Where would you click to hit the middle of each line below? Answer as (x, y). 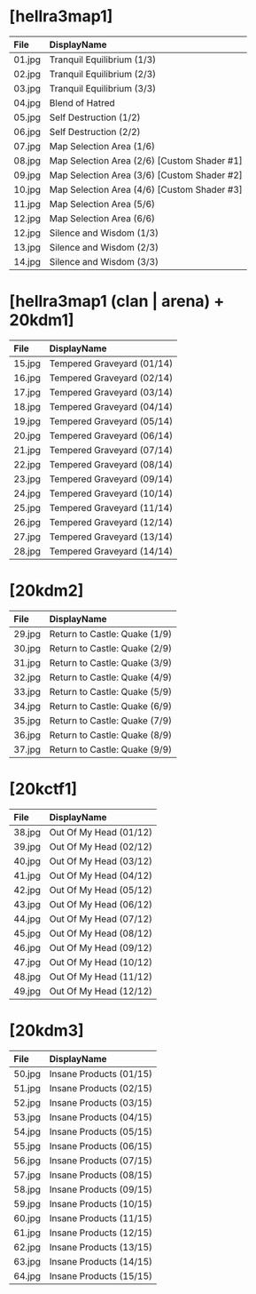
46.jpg (27, 947)
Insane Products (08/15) (101, 1175)
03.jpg (27, 88)
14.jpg (27, 261)
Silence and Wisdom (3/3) (104, 261)
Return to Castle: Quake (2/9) (111, 648)
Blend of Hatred (82, 102)
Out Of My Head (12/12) (101, 991)
